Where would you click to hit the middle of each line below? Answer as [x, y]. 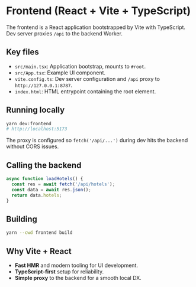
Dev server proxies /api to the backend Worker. [65, 33]
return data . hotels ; [37, 195]
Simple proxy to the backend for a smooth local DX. [78, 278]
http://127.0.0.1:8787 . [44, 85]
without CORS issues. [33, 146]
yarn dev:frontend [29, 123]
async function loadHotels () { [45, 179]
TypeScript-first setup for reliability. [59, 272]
